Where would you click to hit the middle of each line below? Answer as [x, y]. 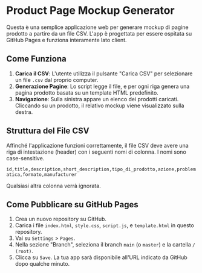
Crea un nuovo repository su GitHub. [61, 219]
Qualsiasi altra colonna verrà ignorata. [54, 186]
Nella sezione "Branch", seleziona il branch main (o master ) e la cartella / [105, 245]
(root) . [24, 251]
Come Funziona [36, 59]
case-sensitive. [25, 158]
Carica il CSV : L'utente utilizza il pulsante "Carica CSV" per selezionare [104, 74]
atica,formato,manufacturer [42, 174]
